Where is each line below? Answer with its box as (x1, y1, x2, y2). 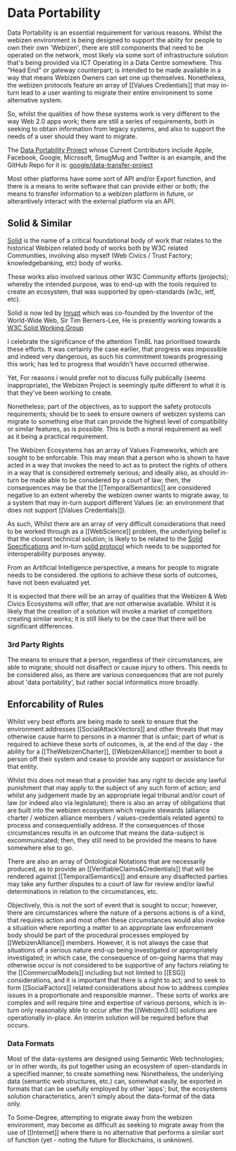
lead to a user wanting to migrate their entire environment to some (20, 88, 213, 97)
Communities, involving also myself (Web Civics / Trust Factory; (7, 251, 193, 259)
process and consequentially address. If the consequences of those (7, 821, 205, 829)
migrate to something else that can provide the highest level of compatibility (7, 417, 228, 425)
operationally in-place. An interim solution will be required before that (7, 1013, 209, 1022)
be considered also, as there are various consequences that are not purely (7, 671, 224, 679)
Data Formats (7, 1038, 55, 1048)
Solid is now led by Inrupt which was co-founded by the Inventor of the (7, 309, 213, 317)
